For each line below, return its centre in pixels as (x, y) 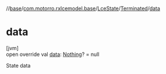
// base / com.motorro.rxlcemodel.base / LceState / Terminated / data (83, 8)
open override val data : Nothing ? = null (53, 54)
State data (18, 65)
